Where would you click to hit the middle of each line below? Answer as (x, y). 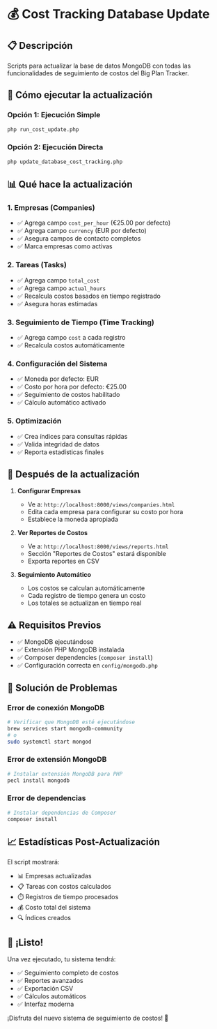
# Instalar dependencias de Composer (62, 813)
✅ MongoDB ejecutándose (55, 642)
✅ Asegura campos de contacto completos (79, 239)
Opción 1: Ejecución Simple (54, 115)
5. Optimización (34, 421)
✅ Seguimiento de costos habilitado (69, 395)
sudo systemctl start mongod (49, 742)
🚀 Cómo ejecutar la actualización (80, 95)
